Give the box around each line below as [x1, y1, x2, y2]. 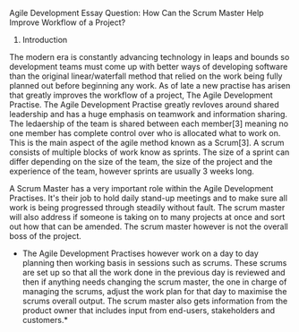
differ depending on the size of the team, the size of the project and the [9, 157, 273, 166]
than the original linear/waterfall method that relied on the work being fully [9, 71, 283, 81]
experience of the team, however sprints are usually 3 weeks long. [9, 166, 255, 176]
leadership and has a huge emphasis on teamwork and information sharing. [9, 109, 288, 119]
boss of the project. [9, 231, 82, 241]
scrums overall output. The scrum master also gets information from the [21, 295, 288, 306]
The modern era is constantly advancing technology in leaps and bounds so [9, 52, 290, 62]
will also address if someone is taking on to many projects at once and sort [9, 212, 286, 222]
